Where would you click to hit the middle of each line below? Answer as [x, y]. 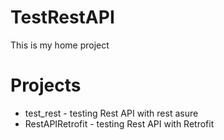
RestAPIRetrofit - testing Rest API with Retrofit [119, 123]
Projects [46, 85]
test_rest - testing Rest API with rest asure [111, 113]
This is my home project [60, 45]
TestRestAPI [62, 17]
